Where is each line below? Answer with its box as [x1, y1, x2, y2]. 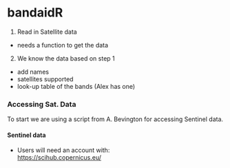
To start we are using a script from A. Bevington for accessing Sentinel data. [7, 115, 224, 123]
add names [17, 67, 50, 76]
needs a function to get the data [17, 41, 109, 49]
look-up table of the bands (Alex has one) [17, 82, 136, 90]
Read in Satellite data [17, 28, 77, 36]
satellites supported [17, 74, 74, 83]
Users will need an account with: [17, 146, 110, 154]
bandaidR [7, 5, 63, 21]
